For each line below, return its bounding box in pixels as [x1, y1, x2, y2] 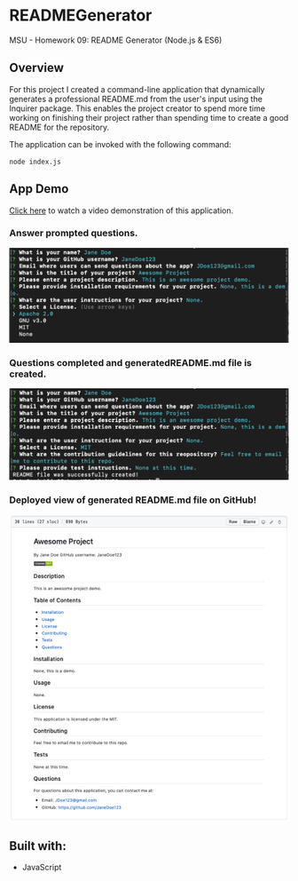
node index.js [9, 157, 62, 166]
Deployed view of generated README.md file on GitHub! [9, 494, 257, 506]
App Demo [9, 181, 69, 196]
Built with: [9, 838, 67, 853]
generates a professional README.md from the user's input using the [9, 93, 263, 104]
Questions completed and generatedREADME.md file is [9, 357, 253, 369]
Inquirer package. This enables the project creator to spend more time [9, 103, 266, 114]
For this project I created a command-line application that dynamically [9, 83, 265, 94]
